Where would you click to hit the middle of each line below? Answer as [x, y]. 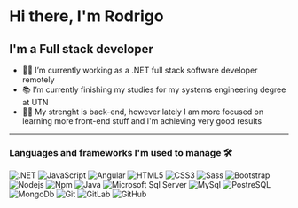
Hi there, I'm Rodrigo [86, 16]
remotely [38, 80]
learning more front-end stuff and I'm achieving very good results [142, 121]
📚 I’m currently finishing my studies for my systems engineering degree [154, 89]
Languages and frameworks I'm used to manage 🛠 [121, 152]
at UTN [35, 102]
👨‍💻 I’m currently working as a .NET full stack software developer [140, 70]
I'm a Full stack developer [81, 49]
